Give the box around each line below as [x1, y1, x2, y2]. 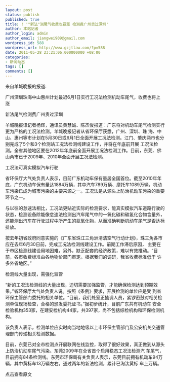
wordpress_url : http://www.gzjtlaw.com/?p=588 [5, 45, 105, 50]
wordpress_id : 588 [5, 41, 44, 46]
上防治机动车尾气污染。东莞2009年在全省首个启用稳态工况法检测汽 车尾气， [5, 348, 164, 354]
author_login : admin [5, 31, 49, 36]
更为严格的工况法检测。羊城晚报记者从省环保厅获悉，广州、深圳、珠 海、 [5, 128, 157, 134]
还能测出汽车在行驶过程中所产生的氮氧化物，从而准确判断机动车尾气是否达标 [5, 218, 165, 224]
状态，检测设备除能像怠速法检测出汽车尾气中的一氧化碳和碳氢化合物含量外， [5, 212, 165, 217]
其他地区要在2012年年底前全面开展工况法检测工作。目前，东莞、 [22, 148, 157, 153]
